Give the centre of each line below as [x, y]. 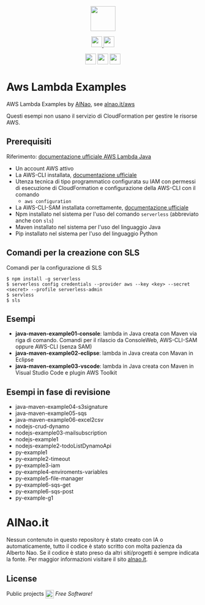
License [22, 578]
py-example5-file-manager [49, 479]
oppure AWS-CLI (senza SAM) [54, 347]
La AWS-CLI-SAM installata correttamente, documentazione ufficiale [102, 207]
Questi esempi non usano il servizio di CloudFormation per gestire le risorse [102, 116]
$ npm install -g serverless [43, 279]
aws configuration [48, 201]
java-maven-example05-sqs [51, 413]
